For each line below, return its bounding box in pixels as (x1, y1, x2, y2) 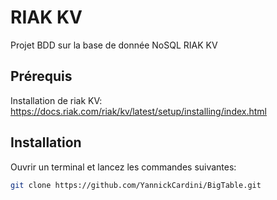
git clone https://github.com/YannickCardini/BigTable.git (10, 180, 262, 190)
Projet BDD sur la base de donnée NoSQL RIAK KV (10, 39, 218, 51)
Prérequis (10, 68, 73, 85)
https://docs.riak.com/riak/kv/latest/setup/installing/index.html (10, 105, 267, 117)
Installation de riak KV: (10, 94, 103, 106)
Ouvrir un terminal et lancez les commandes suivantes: (10, 161, 237, 173)
